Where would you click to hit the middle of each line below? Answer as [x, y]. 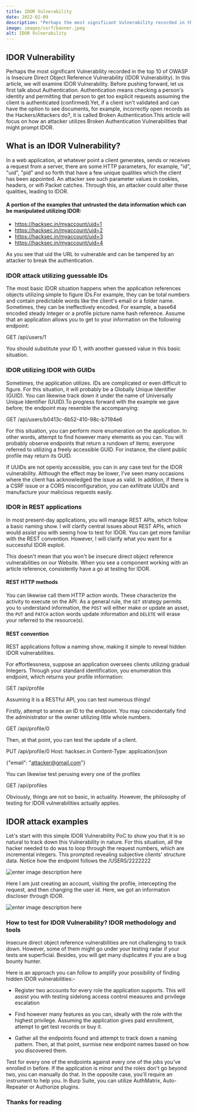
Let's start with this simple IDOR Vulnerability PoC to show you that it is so [96, 836]
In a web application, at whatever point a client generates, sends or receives [98, 160]
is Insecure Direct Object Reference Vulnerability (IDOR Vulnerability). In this [98, 78]
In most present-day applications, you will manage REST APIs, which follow [97, 520]
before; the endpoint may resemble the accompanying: [72, 408]
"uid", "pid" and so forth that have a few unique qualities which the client [94, 172]
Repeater [17, 1087]
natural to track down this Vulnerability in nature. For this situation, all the [94, 842]
